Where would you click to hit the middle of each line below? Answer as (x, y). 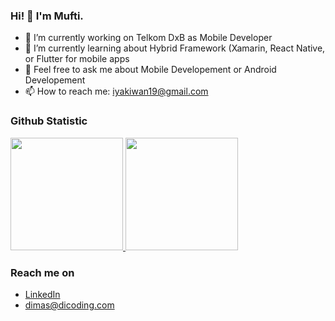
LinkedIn (42, 294)
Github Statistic (49, 121)
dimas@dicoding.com (69, 305)
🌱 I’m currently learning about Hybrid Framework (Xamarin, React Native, (175, 48)
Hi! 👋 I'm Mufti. (47, 16)
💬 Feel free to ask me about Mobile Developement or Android (150, 70)
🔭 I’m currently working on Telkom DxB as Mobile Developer (148, 38)
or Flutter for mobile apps (77, 59)
